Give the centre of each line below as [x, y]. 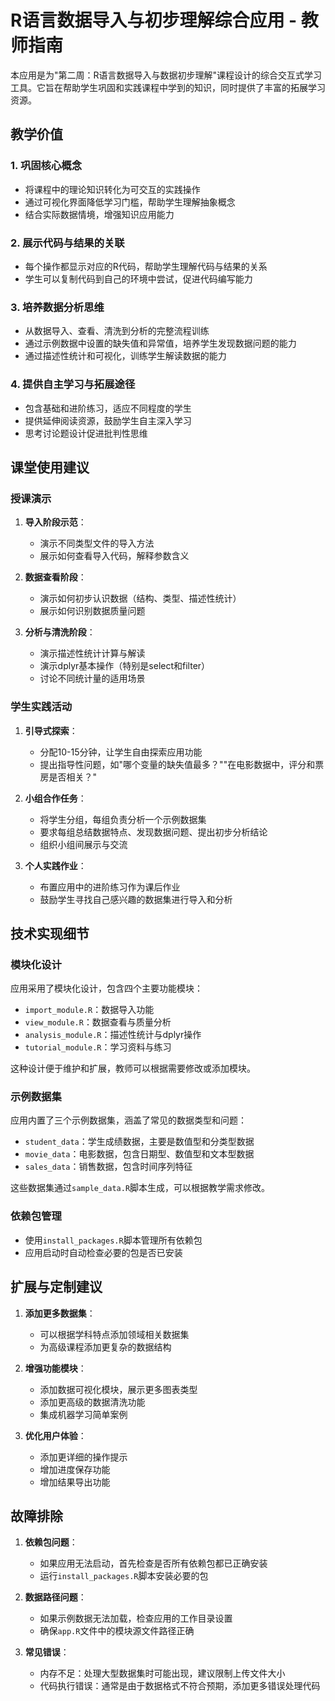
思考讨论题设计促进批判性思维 [86, 433]
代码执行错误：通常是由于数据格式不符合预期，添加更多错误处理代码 [180, 1686]
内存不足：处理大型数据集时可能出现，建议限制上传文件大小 [162, 1673]
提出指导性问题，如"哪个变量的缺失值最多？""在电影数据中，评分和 [177, 764]
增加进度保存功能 [75, 1469]
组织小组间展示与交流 [83, 844]
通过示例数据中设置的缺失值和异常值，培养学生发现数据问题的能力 [160, 343]
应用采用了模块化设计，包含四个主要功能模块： [106, 988]
